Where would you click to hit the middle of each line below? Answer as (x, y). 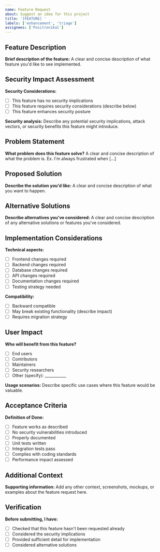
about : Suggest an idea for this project (47, 14)
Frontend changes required (39, 259)
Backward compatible (34, 306)
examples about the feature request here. (46, 492)
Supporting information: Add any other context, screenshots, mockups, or (80, 487)
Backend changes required (39, 265)
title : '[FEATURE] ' (26, 18)
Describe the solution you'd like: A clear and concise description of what (79, 186)
